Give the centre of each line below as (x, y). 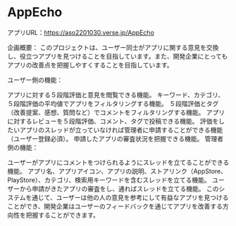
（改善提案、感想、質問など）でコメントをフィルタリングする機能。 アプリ (116, 112)
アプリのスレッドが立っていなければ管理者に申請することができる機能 (121, 130)
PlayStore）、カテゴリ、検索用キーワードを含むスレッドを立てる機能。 (109, 180)
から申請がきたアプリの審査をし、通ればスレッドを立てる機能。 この (119, 188)
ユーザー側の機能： (35, 80)
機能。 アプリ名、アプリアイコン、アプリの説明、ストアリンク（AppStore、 (117, 171)
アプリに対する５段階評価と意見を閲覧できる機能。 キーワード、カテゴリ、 (116, 95)
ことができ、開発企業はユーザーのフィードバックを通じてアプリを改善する (115, 206)
